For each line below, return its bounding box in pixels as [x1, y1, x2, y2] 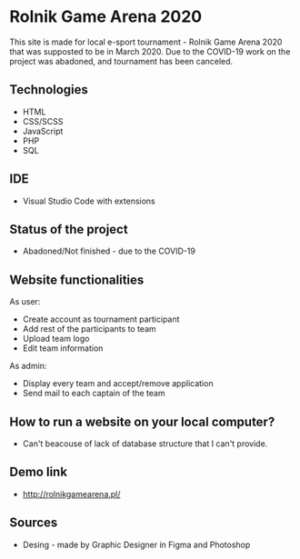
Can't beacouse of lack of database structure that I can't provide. [22, 438, 268, 449]
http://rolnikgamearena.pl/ [22, 488, 121, 499]
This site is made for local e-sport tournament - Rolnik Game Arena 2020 [9, 36, 283, 47]
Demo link [9, 464, 68, 480]
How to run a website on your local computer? [9, 414, 275, 429]
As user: [9, 296, 41, 307]
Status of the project [9, 221, 129, 237]
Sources [9, 515, 58, 531]
